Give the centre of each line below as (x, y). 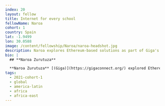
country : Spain (21, 32)
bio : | (12, 55)
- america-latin (26, 86)
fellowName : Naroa (24, 23)
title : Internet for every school (41, 19)
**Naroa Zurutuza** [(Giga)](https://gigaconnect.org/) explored (78, 68)
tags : (11, 73)
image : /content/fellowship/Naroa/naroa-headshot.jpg (61, 46)
